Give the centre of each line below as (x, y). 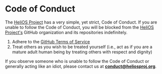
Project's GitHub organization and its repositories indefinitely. (66, 32)
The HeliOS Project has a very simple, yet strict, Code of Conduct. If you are (81, 22)
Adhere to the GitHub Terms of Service (51, 41)
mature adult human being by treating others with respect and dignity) (82, 52)
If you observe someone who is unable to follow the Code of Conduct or (77, 61)
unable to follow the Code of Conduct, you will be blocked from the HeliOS (80, 27)
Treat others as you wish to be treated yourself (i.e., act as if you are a (82, 47)
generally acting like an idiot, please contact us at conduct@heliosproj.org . (81, 66)
